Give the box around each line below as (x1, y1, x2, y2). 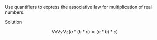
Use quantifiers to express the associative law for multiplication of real (5, 4, 152, 10)
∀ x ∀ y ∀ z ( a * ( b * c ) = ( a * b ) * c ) (52, 29, 118, 34)
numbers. (5, 9, 25, 15)
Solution (5, 19, 22, 25)
